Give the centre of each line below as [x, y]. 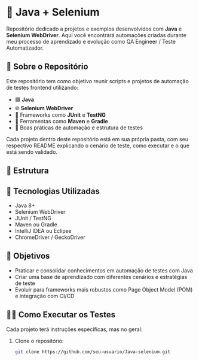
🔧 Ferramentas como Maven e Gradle [62, 121]
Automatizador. [25, 48]
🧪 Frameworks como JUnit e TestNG [60, 115]
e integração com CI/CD [45, 296]
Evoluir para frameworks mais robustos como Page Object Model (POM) [104, 289]
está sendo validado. [32, 151]
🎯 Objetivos [28, 256]
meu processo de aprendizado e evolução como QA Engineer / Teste [91, 41]
